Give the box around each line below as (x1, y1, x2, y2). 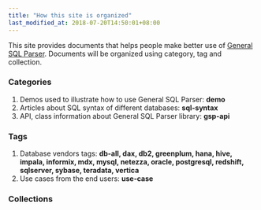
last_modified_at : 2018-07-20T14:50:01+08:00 (8, 19, 160, 27)
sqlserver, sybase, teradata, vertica (19, 166, 140, 175)
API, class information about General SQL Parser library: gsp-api (19, 111, 230, 120)
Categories (8, 76, 52, 87)
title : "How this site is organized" (8, 11, 132, 20)
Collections (8, 193, 54, 204)
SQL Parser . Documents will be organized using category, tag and (8, 49, 222, 58)
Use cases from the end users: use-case (19, 174, 154, 183)
